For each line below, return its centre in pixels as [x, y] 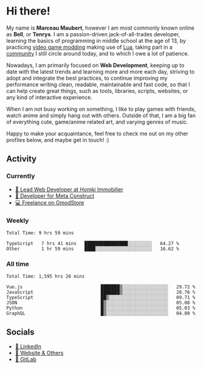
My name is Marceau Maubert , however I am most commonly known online [100, 28]
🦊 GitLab [26, 359]
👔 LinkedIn [28, 347]
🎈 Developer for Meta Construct [55, 196]
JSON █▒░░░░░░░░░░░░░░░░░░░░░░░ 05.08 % [101, 303]
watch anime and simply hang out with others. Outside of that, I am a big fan [101, 115]
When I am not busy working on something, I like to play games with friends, [101, 109]
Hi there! [28, 11]
